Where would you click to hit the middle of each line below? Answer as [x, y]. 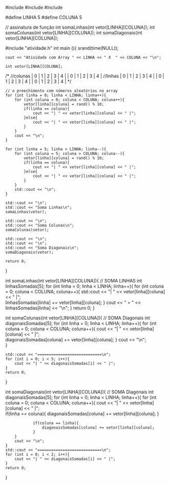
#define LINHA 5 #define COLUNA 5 [44, 17]
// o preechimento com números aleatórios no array [61, 91]
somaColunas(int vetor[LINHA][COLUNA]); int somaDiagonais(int [74, 33]
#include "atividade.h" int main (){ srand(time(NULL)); [62, 48]
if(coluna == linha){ [56, 423]
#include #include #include [34, 7]
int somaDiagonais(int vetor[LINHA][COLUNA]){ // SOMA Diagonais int [80, 392]
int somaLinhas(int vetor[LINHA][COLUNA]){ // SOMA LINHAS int [74, 281]
